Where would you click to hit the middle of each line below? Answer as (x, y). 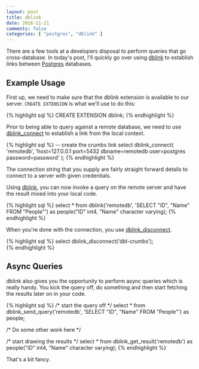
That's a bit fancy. (28, 359)
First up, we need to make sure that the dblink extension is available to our (98, 97)
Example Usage (36, 82)
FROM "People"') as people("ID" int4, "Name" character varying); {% (91, 211)
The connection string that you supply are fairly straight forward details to (97, 169)
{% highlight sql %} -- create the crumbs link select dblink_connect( (90, 145)
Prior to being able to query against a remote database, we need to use (94, 127)
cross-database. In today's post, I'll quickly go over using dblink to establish (100, 58)
